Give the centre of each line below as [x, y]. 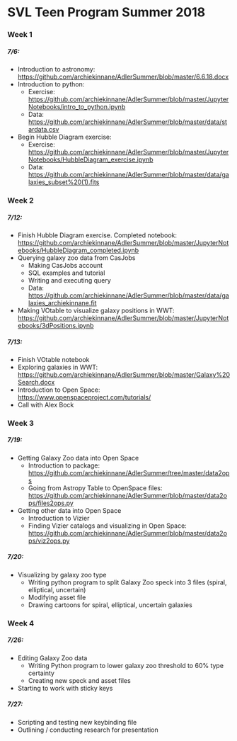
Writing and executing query [69, 280]
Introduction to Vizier [59, 518]
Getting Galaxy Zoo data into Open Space [78, 458]
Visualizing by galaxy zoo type [62, 575]
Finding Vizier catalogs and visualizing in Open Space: [108, 526]
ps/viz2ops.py [49, 541]
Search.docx [36, 382]
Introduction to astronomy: [56, 69]
